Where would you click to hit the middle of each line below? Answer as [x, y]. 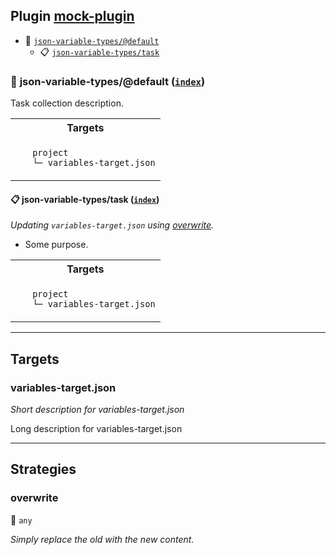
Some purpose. [56, 245]
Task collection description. [67, 103]
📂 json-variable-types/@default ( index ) [108, 81]
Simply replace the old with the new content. [102, 539]
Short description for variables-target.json [97, 409]
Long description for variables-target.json [96, 428]
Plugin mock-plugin [72, 16]
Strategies [43, 469]
